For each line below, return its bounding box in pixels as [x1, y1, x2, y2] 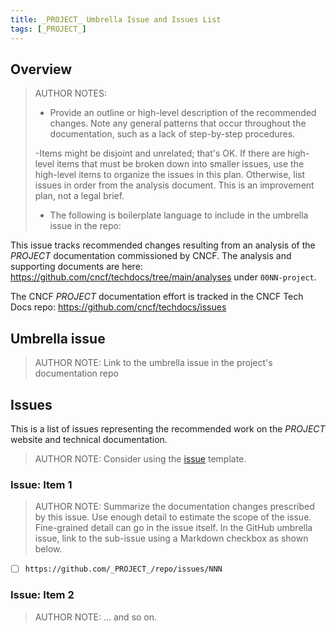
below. [34, 543, 63, 555]
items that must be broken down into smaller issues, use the [56, 158, 305, 170]
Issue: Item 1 [10, 477, 73, 491]
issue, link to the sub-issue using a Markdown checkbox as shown [34, 532, 309, 545]
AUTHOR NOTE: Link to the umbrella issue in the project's [34, 357, 273, 369]
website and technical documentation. [10, 433, 168, 445]
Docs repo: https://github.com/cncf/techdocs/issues [10, 301, 227, 313]
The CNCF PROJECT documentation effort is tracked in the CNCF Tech [10, 291, 304, 303]
